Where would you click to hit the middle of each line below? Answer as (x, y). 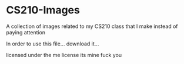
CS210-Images (43, 10)
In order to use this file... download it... (53, 44)
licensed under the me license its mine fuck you (64, 55)
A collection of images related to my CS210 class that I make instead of (92, 26)
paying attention (26, 32)
